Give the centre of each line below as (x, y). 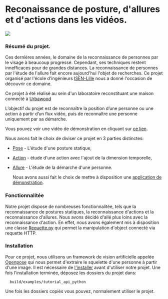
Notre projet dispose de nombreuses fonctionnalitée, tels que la (71, 206)
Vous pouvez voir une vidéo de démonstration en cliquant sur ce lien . (76, 129)
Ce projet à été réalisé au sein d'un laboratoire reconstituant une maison (79, 93)
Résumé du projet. (28, 46)
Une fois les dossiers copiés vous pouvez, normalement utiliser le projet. (80, 291)
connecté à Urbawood (28, 99)
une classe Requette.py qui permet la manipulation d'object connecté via (80, 227)
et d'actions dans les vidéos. (66, 20)
